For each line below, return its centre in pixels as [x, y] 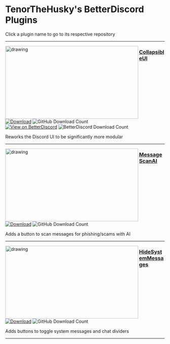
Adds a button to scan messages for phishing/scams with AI [68, 234]
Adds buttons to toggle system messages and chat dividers [67, 331]
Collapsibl [152, 52]
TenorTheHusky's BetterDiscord [75, 9]
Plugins [22, 20]
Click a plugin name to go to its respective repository [60, 34]
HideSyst [151, 252]
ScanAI [148, 161]
